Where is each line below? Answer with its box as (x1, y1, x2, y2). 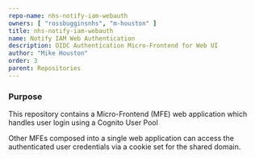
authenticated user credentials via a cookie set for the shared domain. (8, 142, 241, 152)
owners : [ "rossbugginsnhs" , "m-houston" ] (8, 19, 157, 27)
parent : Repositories (8, 64, 82, 73)
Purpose (8, 90, 43, 102)
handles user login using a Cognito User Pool (8, 118, 159, 127)
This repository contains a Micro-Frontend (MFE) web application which (8, 110, 248, 119)
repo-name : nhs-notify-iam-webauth (8, 11, 128, 20)
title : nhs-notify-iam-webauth (8, 27, 114, 35)
